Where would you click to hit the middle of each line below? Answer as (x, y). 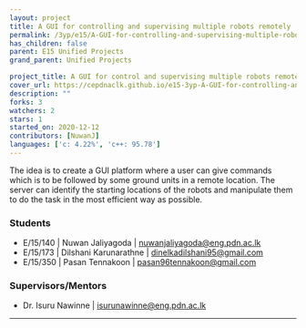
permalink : (30, 35)
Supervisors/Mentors (58, 286)
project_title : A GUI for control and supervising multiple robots (140, 77)
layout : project (40, 18)
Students (31, 222)
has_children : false (49, 43)
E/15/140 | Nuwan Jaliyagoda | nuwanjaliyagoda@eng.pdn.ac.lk (142, 243)
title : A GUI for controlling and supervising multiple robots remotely (150, 26)
